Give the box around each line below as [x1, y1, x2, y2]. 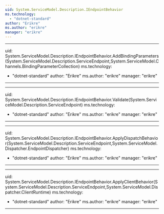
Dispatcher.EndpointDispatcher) [5, 146, 69, 151]
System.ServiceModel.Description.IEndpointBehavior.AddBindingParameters [5, 53, 159, 59]
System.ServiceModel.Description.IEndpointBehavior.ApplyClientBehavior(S [5, 179, 158, 185]
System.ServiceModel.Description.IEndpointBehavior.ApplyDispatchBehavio [5, 135, 158, 141]
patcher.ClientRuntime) [5, 189, 51, 195]
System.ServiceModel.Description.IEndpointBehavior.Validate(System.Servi [5, 97, 157, 103]
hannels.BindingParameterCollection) [5, 64, 80, 69]
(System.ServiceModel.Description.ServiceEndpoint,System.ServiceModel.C [5, 58, 159, 64]
